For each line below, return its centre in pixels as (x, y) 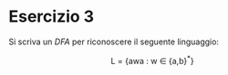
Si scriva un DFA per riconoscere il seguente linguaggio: (114, 42)
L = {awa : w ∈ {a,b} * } (152, 60)
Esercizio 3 (52, 17)
